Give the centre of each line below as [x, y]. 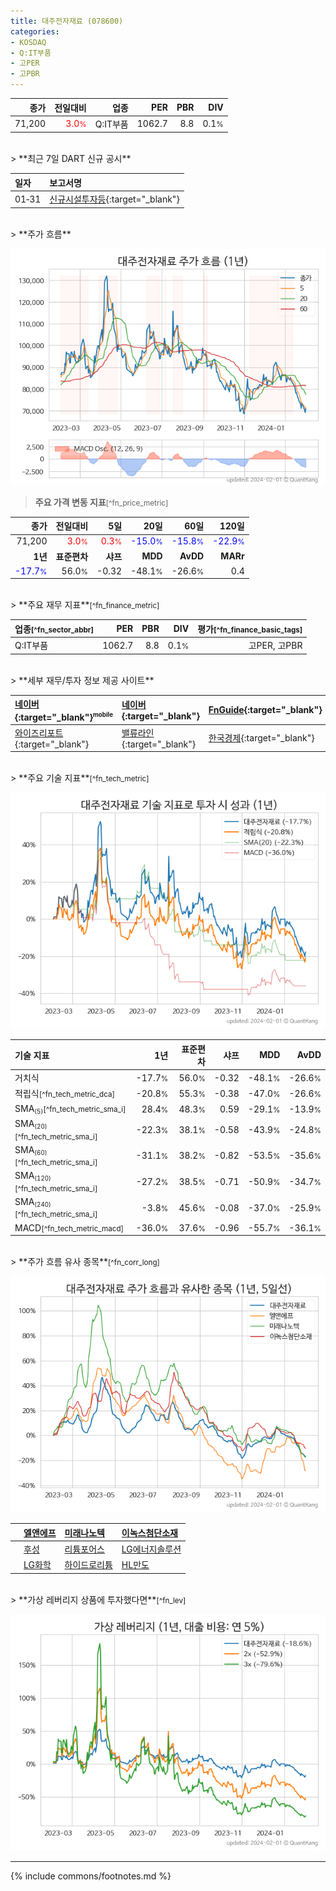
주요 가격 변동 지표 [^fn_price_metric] [101, 502]
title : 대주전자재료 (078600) [67, 21]
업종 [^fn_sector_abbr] [54, 629]
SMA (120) [33, 1176]
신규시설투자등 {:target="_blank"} [114, 199]
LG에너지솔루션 [151, 1549]
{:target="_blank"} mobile [63, 717]
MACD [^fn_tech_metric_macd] [69, 1227]
